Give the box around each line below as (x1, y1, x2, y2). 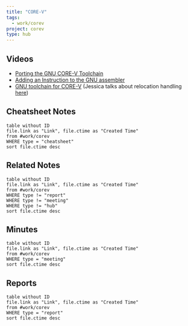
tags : (6, 15, 20, 21)
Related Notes (6, 160, 60, 171)
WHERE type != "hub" (6, 203, 58, 209)
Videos (6, 54, 34, 64)
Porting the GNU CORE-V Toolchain (14, 70, 104, 77)
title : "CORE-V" (6, 8, 47, 15)
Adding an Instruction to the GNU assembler (14, 76, 125, 83)
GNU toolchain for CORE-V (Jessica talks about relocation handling (14, 82, 182, 90)
